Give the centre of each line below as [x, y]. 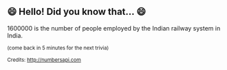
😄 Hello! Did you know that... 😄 [77, 12]
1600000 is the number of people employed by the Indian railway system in [114, 28]
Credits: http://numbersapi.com [44, 60]
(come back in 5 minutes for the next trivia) [58, 48]
